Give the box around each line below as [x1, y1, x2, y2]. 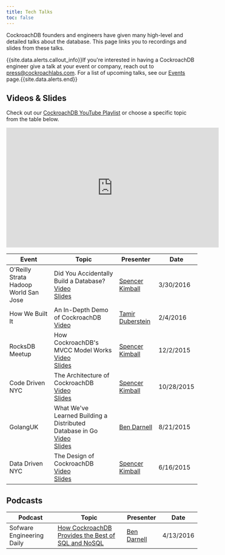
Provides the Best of [57, 531, 115, 540]
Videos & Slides [6, 92, 67, 103]
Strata [9, 273, 27, 282]
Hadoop [9, 281, 32, 289]
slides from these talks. [6, 44, 65, 52]
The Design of [53, 452, 95, 460]
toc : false [6, 15, 34, 21]
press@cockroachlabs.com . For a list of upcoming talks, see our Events [6, 69, 186, 76]
